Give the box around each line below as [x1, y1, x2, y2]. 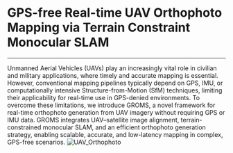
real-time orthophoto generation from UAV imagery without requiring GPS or [7, 108, 225, 116]
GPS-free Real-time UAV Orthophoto [7, 5, 223, 21]
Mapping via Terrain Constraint [7, 19, 191, 35]
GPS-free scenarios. [7, 138, 66, 146]
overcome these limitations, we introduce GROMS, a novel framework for [7, 101, 216, 109]
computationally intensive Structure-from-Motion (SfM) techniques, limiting [7, 86, 223, 95]
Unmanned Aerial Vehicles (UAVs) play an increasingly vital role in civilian [7, 64, 217, 72]
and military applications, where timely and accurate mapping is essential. [7, 71, 218, 79]
